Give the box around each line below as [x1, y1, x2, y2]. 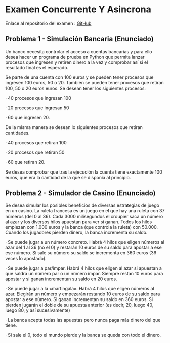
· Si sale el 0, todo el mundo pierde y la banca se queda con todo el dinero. [5, 332, 161, 338]
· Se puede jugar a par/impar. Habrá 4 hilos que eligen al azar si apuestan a [5, 265, 162, 271]
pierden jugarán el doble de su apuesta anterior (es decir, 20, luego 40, [5, 302, 154, 308]
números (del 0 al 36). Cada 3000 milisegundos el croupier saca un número [5, 213, 163, 219]
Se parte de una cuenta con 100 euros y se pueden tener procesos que [5, 74, 154, 80]
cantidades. [5, 130, 30, 136]
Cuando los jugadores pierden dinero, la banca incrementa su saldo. [5, 229, 148, 235]
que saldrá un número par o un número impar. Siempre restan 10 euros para [5, 270, 163, 276]
